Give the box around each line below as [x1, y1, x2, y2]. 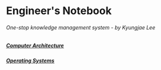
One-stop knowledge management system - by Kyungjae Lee [6, 24, 156, 31]
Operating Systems [6, 57, 55, 64]
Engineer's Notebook [6, 4, 112, 18]
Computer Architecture [6, 42, 65, 49]
